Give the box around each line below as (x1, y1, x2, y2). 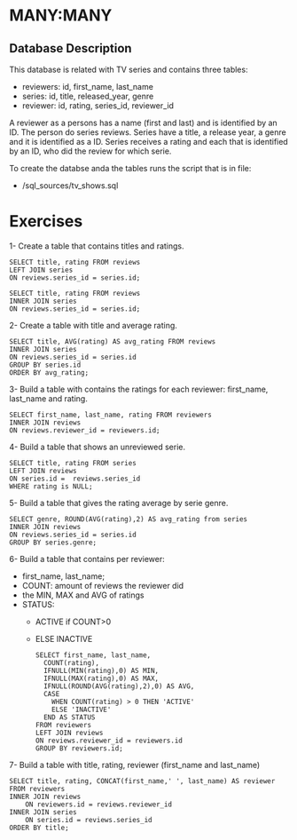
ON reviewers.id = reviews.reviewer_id (25, 800, 173, 809)
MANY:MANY (9, 5, 113, 26)
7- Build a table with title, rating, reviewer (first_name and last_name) (9, 759, 261, 770)
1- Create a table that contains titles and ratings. (9, 241, 184, 251)
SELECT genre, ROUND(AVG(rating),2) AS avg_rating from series (9, 514, 248, 524)
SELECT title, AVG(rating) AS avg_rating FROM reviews (9, 337, 216, 346)
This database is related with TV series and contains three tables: (9, 64, 248, 75)
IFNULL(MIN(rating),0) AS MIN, (43, 666, 160, 675)
